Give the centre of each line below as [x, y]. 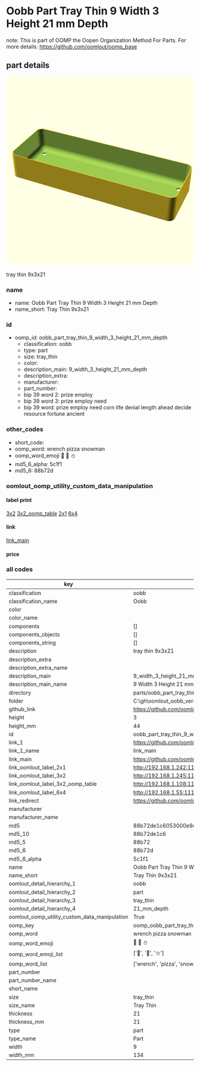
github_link [22, 709]
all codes [20, 569]
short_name [23, 989]
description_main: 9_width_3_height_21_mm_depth [85, 369]
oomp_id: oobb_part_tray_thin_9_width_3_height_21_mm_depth [91, 338]
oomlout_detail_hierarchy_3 [42, 900]
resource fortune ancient [54, 414]
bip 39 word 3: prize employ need [65, 401]
